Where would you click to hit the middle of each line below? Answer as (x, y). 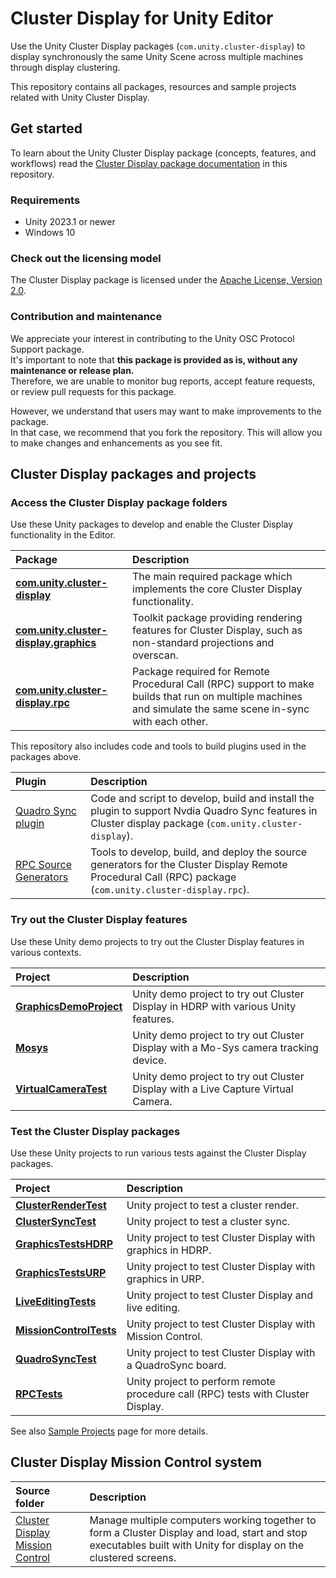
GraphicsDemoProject (69, 1006)
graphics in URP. (165, 1279)
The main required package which (212, 577)
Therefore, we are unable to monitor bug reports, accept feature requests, (163, 381)
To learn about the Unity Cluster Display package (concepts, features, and (163, 153)
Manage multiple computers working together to (203, 1520)
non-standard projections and (203, 643)
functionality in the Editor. (63, 535)
